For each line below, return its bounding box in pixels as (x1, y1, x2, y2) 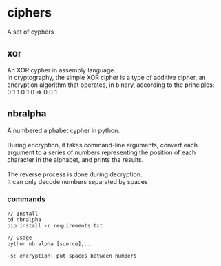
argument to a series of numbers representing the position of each (7, 148, 196, 156)
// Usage (7, 234, 32, 241)
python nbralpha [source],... (7, 240, 94, 247)
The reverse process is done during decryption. (7, 170, 143, 178)
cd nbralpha (7, 216, 41, 223)
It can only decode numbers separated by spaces (7, 177, 148, 185)
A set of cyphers (7, 28, 54, 36)
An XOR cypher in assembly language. (7, 65, 116, 74)
